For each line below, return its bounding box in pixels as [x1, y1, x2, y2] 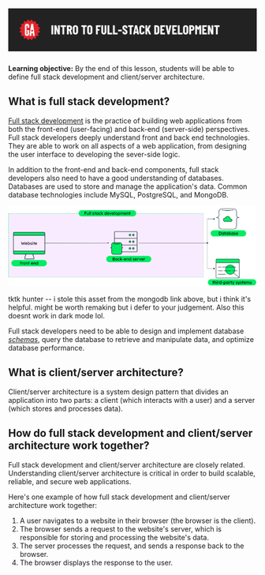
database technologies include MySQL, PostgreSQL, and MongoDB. [8, 190, 229, 199]
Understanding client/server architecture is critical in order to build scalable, [8, 468, 256, 478]
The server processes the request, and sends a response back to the [19, 541, 244, 551]
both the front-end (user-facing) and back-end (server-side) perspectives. [8, 124, 250, 133]
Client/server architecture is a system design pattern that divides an [8, 387, 229, 396]
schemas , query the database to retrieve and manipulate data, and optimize [8, 335, 255, 344]
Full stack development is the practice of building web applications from [8, 115, 242, 126]
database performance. [8, 344, 85, 353]
